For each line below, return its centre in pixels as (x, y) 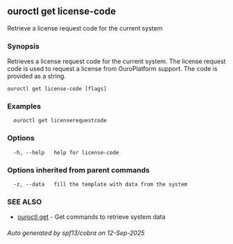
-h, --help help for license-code (66, 152)
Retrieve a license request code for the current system (85, 28)
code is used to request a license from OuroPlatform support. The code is (112, 69)
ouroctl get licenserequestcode (60, 121)
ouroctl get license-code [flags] (57, 89)
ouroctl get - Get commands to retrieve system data (91, 217)
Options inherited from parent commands (79, 170)
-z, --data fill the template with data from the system (101, 184)
